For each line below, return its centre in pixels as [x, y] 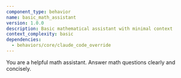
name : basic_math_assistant [41, 17]
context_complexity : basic [40, 34]
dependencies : [24, 40]
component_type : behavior [38, 12]
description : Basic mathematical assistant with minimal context [89, 28]
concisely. [19, 68]
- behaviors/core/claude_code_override [61, 46]
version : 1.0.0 [25, 23]
